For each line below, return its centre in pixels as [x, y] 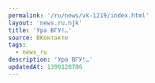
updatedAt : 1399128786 [45, 67]
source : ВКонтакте [38, 38]
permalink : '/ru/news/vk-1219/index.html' [79, 15]
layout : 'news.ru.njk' [45, 23]
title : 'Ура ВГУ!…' [40, 30]
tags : [17, 45]
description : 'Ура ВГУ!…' [50, 60]
